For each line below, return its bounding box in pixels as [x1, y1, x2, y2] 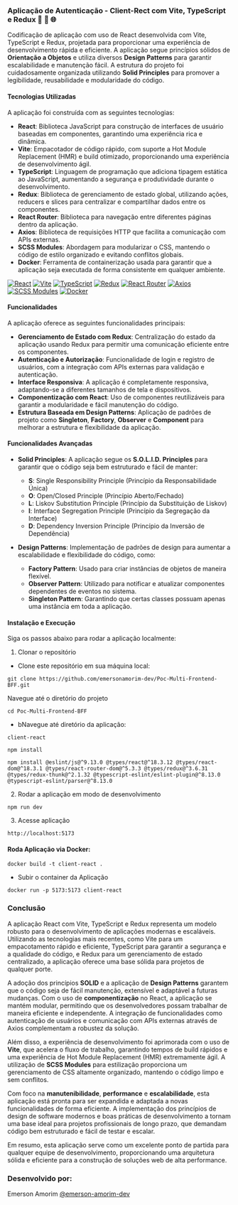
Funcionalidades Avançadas [7, 439, 93, 448]
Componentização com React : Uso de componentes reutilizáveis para [17, 393, 225, 401]
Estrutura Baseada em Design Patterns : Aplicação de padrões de [17, 408, 212, 416]
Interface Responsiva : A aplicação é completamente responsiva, [17, 377, 209, 386]
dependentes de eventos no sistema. [28, 587, 137, 595]
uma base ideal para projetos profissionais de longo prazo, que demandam [7, 1119, 227, 1128]
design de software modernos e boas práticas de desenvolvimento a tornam [7, 1111, 231, 1120]
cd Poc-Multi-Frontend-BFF [7, 708, 87, 715]
